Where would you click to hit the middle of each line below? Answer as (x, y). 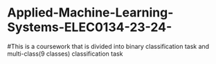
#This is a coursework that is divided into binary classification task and (108, 46)
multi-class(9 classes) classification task (65, 54)
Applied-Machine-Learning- (90, 13)
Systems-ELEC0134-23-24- (90, 27)
